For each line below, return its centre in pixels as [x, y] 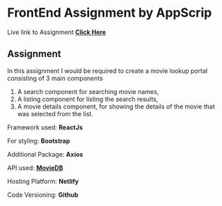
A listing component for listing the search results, [88, 99]
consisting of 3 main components [55, 78]
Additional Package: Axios [45, 154]
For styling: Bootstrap [39, 141]
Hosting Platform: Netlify [43, 181]
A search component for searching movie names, [88, 91]
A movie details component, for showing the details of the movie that [116, 106]
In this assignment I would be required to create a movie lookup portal [108, 70]
